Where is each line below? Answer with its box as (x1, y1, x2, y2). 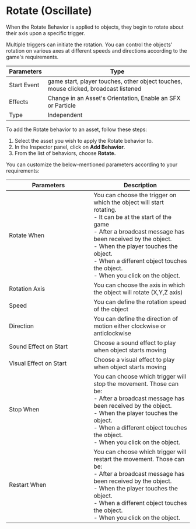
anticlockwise (93, 329, 131, 337)
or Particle (47, 101, 76, 109)
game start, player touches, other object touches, (47, 77, 183, 85)
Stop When (9, 405, 40, 413)
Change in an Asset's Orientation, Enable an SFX (47, 94, 181, 102)
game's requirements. (6, 53, 59, 60)
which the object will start (93, 198, 164, 206)
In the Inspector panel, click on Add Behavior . (14, 143, 125, 150)
